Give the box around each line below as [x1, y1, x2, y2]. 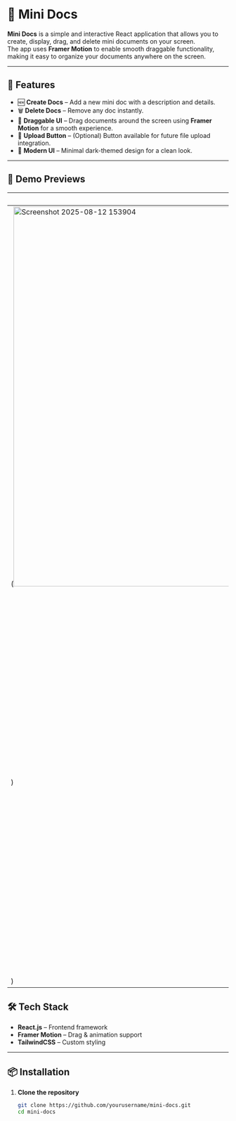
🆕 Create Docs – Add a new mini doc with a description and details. [17, 98, 216, 106]
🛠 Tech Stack [7, 1001, 69, 1013]
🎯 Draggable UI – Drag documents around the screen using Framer [17, 116, 212, 125]
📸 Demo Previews [7, 173, 86, 185]
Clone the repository [17, 1088, 79, 1097]
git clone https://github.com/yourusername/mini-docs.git [17, 1102, 191, 1109]
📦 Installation [7, 1066, 70, 1078]
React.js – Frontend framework [17, 1023, 108, 1032]
